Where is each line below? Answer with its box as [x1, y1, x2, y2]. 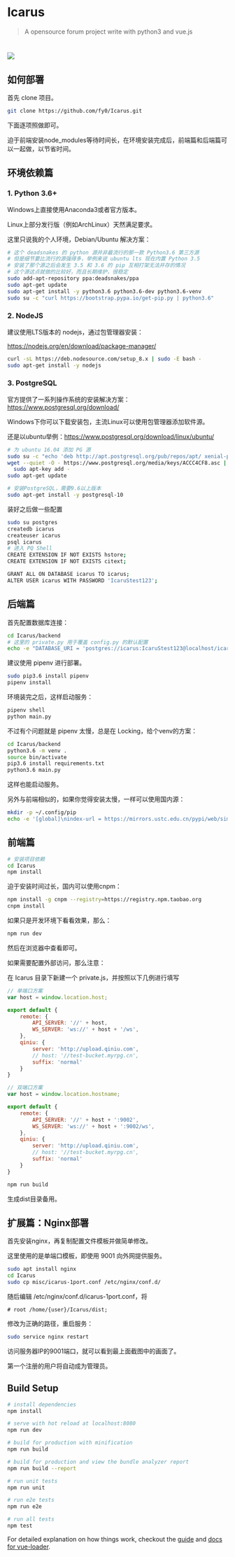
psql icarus [7, 538, 42, 546]
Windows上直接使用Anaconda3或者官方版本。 [7, 205, 141, 213]
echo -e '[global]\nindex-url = [7, 816, 101, 823]
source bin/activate [7, 754, 68, 761]
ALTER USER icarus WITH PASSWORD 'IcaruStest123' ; [7, 577, 158, 584]
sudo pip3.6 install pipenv [7, 672, 90, 679]
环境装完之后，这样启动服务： [7, 693, 93, 701]
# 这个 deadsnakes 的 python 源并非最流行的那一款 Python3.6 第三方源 [7, 249, 199, 256]
